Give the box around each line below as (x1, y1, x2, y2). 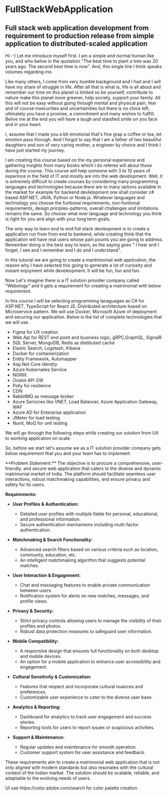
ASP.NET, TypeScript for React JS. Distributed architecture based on (5, 303, 147, 309)
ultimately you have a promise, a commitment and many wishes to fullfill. (5, 111, 155, 116)
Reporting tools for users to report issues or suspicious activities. (20, 724, 155, 730)
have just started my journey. (5, 147, 65, 153)
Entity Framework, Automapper (12, 356, 77, 361)
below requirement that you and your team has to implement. (5, 450, 131, 456)
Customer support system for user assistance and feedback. (20, 750, 145, 755)
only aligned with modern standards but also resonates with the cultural (5, 765, 153, 770)
